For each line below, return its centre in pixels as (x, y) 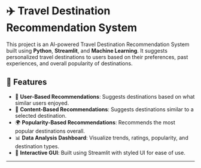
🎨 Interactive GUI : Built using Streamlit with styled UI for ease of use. (100, 152)
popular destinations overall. (50, 131)
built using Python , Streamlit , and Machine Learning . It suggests (87, 50)
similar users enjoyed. (42, 103)
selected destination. (41, 115)
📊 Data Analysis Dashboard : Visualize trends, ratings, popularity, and (101, 138)
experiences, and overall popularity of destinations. (69, 63)
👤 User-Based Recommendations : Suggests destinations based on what (105, 96)
